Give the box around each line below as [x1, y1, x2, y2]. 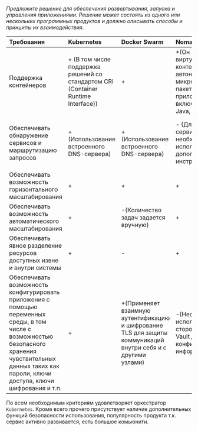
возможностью [9, 332, 54, 341]
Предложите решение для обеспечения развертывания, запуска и [6, 5, 176, 12]
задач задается [121, 213, 166, 221]
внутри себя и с [121, 343, 167, 351]
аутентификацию [121, 314, 170, 322]
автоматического [9, 217, 60, 225]
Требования [9, 38, 45, 46]
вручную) [121, 221, 149, 229]
